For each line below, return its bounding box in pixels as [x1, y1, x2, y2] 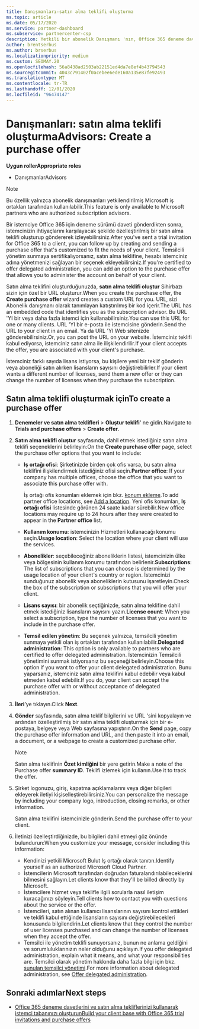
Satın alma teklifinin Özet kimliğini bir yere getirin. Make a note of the [14, 760, 182, 767]
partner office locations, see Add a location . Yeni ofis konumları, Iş [23, 498, 186, 505]
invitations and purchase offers [14, 1016, 91, 1023]
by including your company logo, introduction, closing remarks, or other [14, 797, 190, 804]
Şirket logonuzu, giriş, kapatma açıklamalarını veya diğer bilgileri [14, 784, 172, 791]
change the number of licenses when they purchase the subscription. [6, 376, 176, 383]
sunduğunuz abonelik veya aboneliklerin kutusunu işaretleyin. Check [23, 577, 190, 584]
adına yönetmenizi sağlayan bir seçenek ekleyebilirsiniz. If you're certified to [6, 259, 191, 266]
